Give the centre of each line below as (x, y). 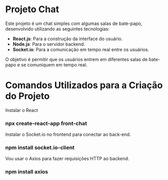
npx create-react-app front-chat (46, 123)
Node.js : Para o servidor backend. (49, 44)
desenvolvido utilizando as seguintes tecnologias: (58, 28)
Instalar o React (22, 110)
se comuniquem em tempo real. (54, 65)
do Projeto (27, 96)
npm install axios (27, 172)
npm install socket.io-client (40, 147)
